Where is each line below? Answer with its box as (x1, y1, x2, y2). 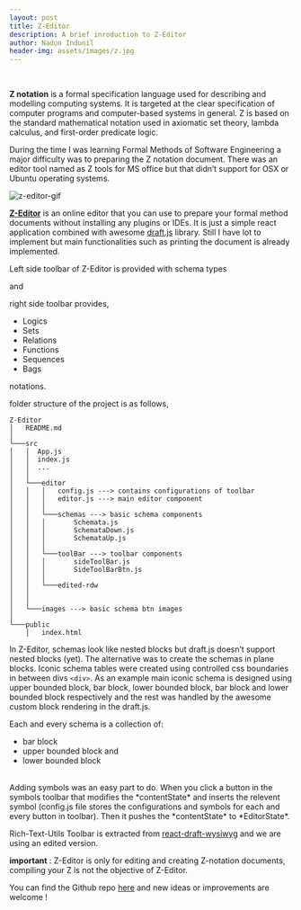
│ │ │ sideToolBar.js (9, 558, 130, 567)
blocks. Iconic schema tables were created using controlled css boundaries (9, 663, 289, 674)
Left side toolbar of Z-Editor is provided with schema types (9, 263, 227, 274)
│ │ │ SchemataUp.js (9, 534, 127, 543)
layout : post (9, 13, 58, 22)
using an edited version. (9, 838, 99, 849)
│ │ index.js (9, 455, 70, 464)
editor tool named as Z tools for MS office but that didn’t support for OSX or (9, 164, 289, 174)
